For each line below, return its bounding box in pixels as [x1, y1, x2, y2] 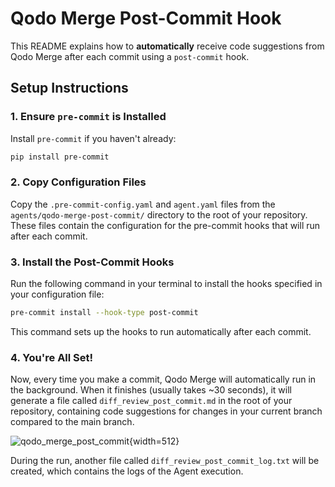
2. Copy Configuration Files [10, 175, 147, 189]
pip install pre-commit [10, 152, 110, 162]
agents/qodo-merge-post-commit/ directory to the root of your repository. [10, 208, 308, 221]
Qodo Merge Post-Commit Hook [10, 7, 282, 30]
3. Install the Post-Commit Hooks [10, 255, 175, 269]
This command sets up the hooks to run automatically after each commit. [10, 325, 312, 337]
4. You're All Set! [10, 350, 94, 364]
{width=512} [129, 435, 180, 447]
